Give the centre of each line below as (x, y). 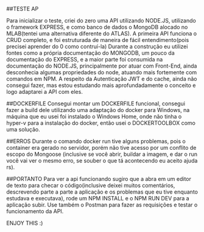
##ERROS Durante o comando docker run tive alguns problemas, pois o (96, 141)
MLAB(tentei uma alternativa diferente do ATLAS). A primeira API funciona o (101, 33)
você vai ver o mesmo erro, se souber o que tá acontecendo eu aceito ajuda (102, 160)
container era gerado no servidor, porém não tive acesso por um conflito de (101, 148)
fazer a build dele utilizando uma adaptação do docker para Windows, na (98, 110)
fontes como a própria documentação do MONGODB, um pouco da (90, 53)
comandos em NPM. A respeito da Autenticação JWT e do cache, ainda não (102, 79)
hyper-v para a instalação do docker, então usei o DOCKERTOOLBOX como (101, 123)
